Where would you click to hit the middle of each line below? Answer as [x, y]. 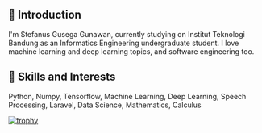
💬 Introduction [45, 15]
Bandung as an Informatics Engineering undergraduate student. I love [124, 43]
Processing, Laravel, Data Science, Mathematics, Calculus [105, 105]
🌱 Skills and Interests [62, 77]
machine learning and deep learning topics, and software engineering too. [131, 51]
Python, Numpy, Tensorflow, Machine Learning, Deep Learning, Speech [127, 96]
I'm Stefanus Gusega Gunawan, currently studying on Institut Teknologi [127, 34]
